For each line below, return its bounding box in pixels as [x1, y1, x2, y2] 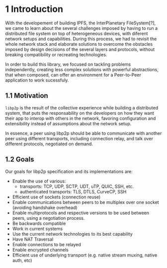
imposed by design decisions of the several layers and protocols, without [5, 46, 155, 52]
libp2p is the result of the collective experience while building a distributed [5, 104, 159, 110]
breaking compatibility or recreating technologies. [5, 51, 107, 58]
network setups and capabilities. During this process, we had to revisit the [5, 36, 157, 42]
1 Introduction [5, 3, 64, 15]
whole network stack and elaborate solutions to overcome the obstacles [5, 41, 153, 47]
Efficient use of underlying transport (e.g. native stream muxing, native [12, 252, 158, 258]
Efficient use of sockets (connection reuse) [12, 194, 101, 200]
